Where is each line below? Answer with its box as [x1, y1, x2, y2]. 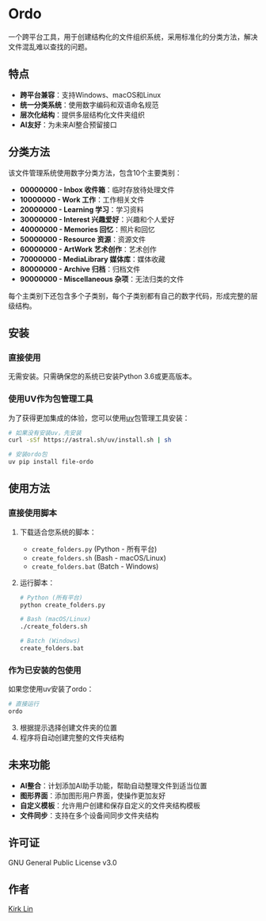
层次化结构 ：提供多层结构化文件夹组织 [19, 110, 145, 119]
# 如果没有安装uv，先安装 [8, 429, 82, 437]
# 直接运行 [8, 700, 40, 708]
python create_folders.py [19, 601, 105, 609]
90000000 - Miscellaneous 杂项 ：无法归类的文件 [19, 274, 184, 283]
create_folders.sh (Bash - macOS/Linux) [31, 553, 166, 562]
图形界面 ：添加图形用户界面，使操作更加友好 [19, 791, 166, 800]
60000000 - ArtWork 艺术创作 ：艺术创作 [19, 244, 157, 254]
